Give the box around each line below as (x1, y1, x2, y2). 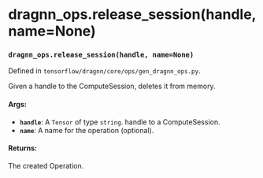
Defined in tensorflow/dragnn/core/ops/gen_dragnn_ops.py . (8, 66, 201, 76)
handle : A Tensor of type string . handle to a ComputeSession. (19, 117, 220, 127)
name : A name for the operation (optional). (19, 125, 154, 135)
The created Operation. (8, 161, 84, 170)
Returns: (8, 143, 38, 153)
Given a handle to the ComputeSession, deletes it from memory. (8, 81, 216, 91)
